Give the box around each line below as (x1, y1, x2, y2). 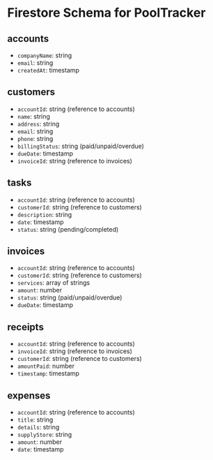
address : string (17, 119, 60, 128)
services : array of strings (17, 279, 90, 287)
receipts (7, 321, 44, 333)
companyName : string (17, 51, 72, 59)
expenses (7, 389, 51, 401)
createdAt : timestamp (17, 66, 80, 74)
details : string (17, 423, 60, 431)
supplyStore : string (17, 431, 72, 439)
